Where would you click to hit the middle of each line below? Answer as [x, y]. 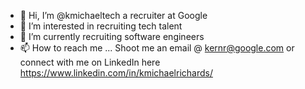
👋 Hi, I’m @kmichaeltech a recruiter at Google [113, 15]
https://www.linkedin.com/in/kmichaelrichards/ [116, 73]
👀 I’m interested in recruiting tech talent [101, 26]
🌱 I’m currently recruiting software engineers [112, 36]
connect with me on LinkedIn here [90, 62]
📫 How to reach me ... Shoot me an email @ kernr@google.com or [157, 48]
